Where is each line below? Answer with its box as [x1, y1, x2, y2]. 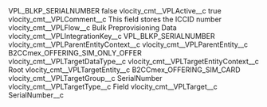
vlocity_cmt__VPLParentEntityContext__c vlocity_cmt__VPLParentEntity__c [8, 40, 249, 49]
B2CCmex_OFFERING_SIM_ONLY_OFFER [8, 48, 142, 57]
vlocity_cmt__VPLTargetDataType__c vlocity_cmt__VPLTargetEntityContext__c [8, 57, 259, 66]
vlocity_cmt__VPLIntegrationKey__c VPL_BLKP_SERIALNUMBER [8, 32, 215, 40]
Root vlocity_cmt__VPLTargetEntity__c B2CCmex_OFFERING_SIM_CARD [8, 65, 241, 75]
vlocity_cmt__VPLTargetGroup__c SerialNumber [8, 74, 163, 82]
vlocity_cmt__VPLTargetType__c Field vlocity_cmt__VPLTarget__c [8, 82, 218, 91]
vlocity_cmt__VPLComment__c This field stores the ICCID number [8, 14, 222, 24]
